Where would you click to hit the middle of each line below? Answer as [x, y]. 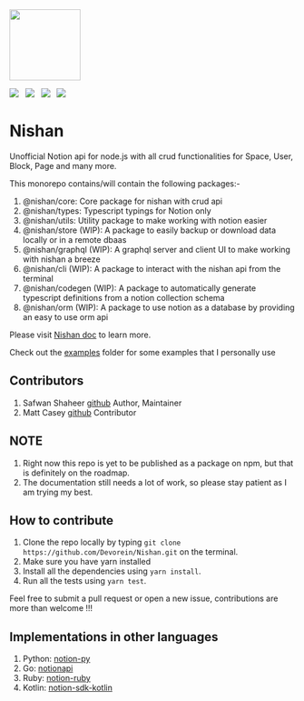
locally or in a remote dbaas [74, 239]
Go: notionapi [48, 668]
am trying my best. [58, 492]
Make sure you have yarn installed [87, 562]
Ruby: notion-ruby [56, 678]
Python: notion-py [56, 659]
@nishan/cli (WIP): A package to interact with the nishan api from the [152, 268]
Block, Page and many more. [63, 165]
